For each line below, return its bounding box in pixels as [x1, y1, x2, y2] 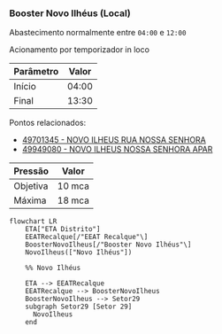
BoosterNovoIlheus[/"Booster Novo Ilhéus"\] [25, 240, 192, 250]
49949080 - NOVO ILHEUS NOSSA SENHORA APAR [21, 144, 213, 155]
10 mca [57, 180, 90, 192]
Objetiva [13, 180, 49, 192]
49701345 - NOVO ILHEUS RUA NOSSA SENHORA [21, 135, 206, 145]
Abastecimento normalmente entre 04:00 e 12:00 [9, 27, 187, 38]
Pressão [13, 165, 50, 177]
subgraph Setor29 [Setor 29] [25, 302, 133, 312]
